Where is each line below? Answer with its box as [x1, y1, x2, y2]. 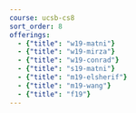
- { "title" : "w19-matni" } [17, 38, 116, 48]
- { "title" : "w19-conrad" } [17, 56, 120, 65]
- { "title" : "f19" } [17, 89, 92, 98]
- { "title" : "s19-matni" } [17, 65, 116, 74]
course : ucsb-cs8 [9, 13, 75, 23]
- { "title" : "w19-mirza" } [17, 47, 116, 56]
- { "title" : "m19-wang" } [17, 81, 112, 90]
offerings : [9, 30, 51, 39]
